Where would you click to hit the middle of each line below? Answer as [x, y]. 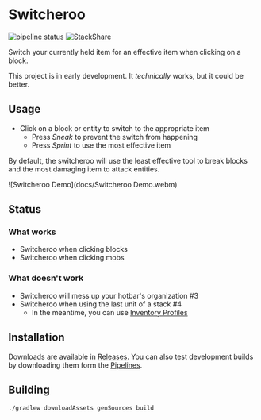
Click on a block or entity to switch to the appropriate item [115, 128]
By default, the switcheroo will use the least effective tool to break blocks [128, 160]
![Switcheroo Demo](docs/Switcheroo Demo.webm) [93, 184]
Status [25, 209]
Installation [36, 338]
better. [19, 84]
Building [29, 389]
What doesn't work [46, 278]
